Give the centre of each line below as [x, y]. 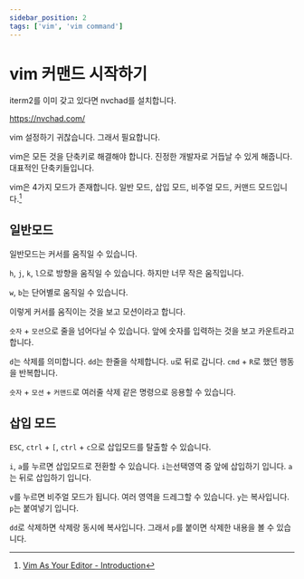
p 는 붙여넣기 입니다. [44, 507]
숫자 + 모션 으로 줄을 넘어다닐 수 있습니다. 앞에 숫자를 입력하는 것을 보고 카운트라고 [152, 331]
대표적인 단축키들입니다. [52, 168]
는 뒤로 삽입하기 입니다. [51, 478]
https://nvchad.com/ [47, 119]
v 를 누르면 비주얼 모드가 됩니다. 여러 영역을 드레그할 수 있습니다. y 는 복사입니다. [149, 497]
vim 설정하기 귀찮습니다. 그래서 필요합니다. [85, 138]
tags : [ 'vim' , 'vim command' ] [66, 26]
